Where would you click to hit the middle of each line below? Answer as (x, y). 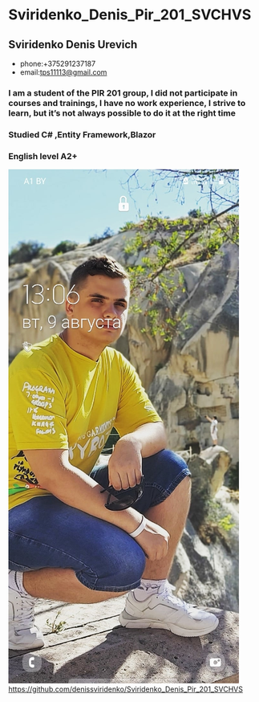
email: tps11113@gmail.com (63, 72)
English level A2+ (43, 156)
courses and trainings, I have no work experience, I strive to (127, 103)
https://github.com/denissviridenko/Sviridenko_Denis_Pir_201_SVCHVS (125, 689)
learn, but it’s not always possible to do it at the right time (122, 112)
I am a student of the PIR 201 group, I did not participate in (123, 92)
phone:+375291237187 (58, 63)
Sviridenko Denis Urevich (73, 45)
